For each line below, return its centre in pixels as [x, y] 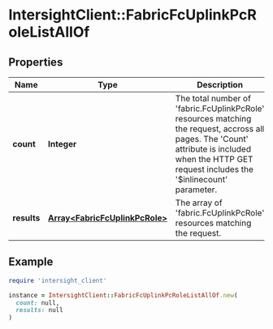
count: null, [38, 303]
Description [220, 85]
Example [31, 262]
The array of [199, 203]
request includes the [214, 169]
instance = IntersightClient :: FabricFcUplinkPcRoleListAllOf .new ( [123, 295]
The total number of [213, 98]
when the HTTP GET [214, 159]
